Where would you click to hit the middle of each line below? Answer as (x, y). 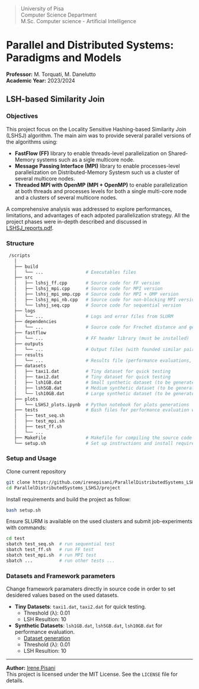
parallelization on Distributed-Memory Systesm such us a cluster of (97, 172)
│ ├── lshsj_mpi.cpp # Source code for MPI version (88, 289)
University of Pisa (42, 9)
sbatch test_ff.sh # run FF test (50, 550)
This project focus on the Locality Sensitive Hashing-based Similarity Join (96, 129)
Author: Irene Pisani (31, 668)
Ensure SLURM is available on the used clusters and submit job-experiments (99, 522)
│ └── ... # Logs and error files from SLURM (94, 316)
